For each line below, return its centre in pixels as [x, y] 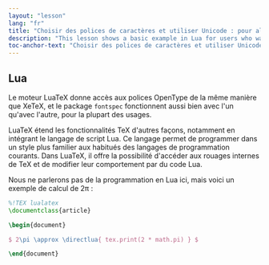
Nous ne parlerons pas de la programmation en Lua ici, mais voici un [121, 179]
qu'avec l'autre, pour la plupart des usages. [80, 114]
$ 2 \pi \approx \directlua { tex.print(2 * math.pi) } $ [103, 239]
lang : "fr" [26, 23]
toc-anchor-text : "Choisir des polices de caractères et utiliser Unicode [136, 46]
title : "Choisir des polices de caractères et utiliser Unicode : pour [130, 31]
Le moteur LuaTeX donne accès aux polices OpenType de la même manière [133, 97]
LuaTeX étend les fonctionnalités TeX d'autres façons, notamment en [122, 130]
